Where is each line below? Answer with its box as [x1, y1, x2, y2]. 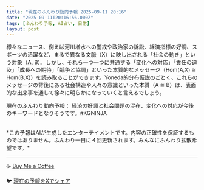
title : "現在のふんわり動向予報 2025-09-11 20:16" [6, 9, 127, 15]
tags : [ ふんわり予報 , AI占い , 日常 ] [6, 20, 90, 26]
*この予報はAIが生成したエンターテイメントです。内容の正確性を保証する [6, 129, 189, 136]
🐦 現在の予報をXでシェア [6, 177, 71, 185]
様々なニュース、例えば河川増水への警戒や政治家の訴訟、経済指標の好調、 [6, 43, 192, 51]
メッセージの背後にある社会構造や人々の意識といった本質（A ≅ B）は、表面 [6, 82, 197, 89]
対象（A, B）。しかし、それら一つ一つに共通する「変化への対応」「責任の [11, 58, 192, 66]
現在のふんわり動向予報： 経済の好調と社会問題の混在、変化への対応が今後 [6, 102, 194, 110]
